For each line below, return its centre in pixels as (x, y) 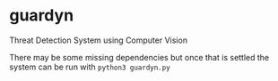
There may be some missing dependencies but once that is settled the (139, 57)
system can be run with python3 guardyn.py (90, 67)
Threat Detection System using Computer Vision (99, 40)
